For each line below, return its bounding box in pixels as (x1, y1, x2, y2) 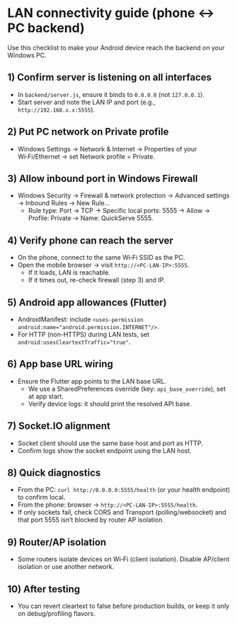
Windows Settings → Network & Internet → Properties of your (17, 144, 197, 153)
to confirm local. (17, 493, 66, 502)
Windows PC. (7, 51, 47, 59)
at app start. (28, 391, 64, 401)
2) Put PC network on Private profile (7, 126, 169, 138)
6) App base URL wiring (7, 358, 113, 370)
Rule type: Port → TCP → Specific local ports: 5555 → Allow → (28, 207, 211, 215)
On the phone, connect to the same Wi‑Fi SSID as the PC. (17, 253, 185, 262)
